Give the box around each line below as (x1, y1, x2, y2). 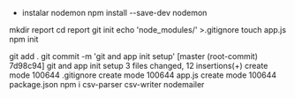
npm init (9, 34, 39, 44)
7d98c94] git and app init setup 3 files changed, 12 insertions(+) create (9, 61, 269, 71)
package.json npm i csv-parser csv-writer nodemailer (9, 79, 205, 89)
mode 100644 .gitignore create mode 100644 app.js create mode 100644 (9, 70, 276, 80)
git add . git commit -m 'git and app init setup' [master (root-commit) (9, 51, 259, 61)
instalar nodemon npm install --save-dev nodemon (21, 8, 208, 18)
